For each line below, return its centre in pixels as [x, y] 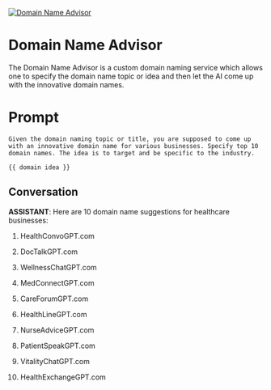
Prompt [34, 118]
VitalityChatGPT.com [55, 361]
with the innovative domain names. [66, 84]
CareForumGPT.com [54, 299]
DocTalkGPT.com [49, 252]
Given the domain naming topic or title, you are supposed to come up [130, 139]
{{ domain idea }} [39, 167]
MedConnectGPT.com [57, 282]
